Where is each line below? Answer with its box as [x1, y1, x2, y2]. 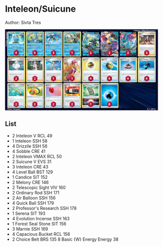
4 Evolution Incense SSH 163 [12, 215, 70, 221]
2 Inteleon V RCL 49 [12, 133, 52, 138]
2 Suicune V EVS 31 [12, 158, 52, 164]
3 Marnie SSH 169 [12, 226, 49, 232]
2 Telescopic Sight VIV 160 [12, 184, 66, 190]
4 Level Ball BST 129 [12, 169, 53, 175]
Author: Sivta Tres [5, 19, 41, 25]
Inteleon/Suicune [5, 3, 76, 15]
